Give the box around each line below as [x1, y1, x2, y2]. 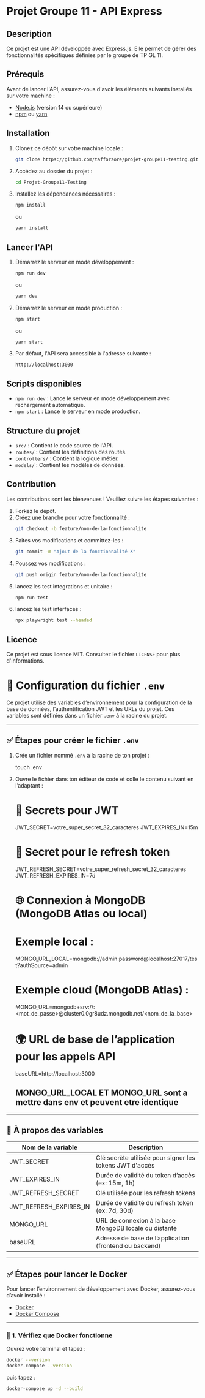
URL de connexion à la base [95, 1217, 176, 1225]
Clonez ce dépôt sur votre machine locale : [15, 144, 124, 151]
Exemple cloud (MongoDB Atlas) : [15, 983, 189, 997]
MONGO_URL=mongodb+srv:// [15, 1003, 93, 1011]
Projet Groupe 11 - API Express [6, 4, 163, 18]
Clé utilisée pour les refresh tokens [95, 1189, 196, 1198]
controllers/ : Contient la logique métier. [15, 455, 119, 462]
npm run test [15, 595, 49, 601]
